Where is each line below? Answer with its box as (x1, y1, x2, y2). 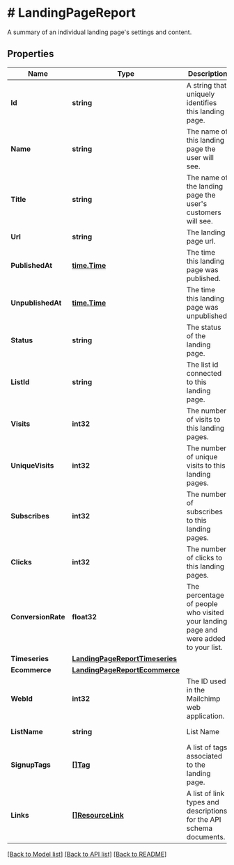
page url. (186, 236, 216, 246)
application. (186, 711, 225, 721)
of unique (186, 452, 218, 461)
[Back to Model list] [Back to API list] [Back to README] (7, 850, 167, 858)
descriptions (186, 806, 228, 816)
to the (186, 760, 205, 770)
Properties (7, 48, 54, 60)
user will (186, 152, 214, 162)
